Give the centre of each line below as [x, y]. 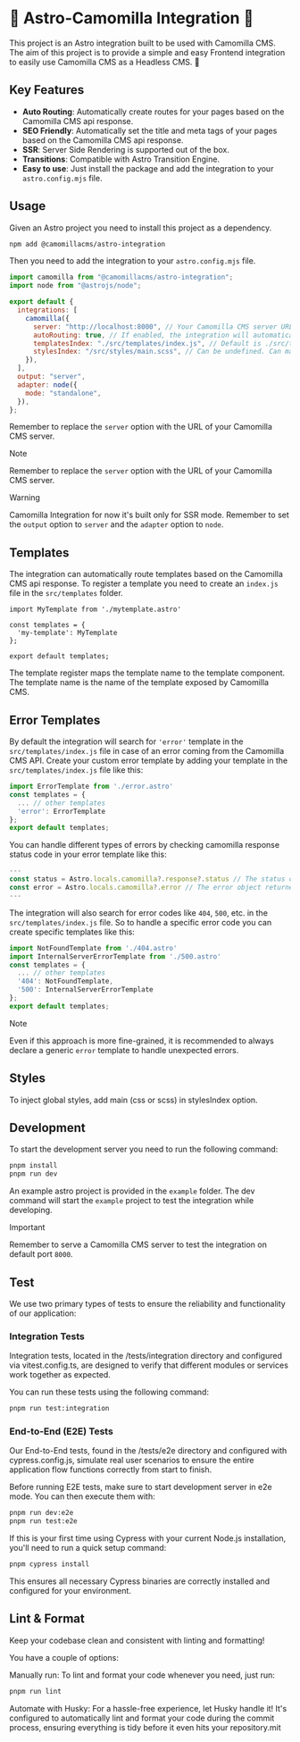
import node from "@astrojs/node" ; [75, 286]
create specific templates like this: [72, 932]
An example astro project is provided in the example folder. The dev [132, 1191]
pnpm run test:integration [59, 1409]
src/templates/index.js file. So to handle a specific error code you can [141, 922]
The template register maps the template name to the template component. [147, 673]
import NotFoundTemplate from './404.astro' [93, 948]
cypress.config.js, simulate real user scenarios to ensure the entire [132, 1461]
